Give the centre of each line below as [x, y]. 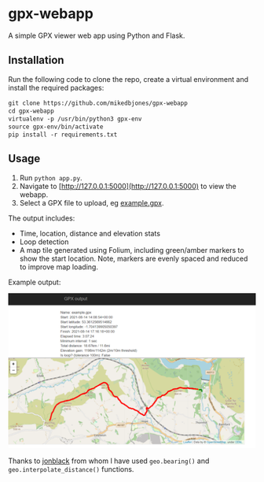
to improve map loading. [59, 267]
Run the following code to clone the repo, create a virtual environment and [128, 79]
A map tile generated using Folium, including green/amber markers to [132, 250]
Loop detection [44, 242]
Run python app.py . [51, 177]
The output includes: [42, 218]
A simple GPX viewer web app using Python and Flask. [97, 35]
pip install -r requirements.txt [63, 135]
